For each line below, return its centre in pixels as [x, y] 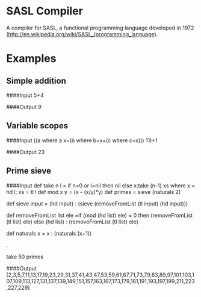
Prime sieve [29, 171]
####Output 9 [24, 107]
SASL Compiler [45, 11]
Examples [31, 59]
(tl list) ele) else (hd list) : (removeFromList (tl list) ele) [72, 222]
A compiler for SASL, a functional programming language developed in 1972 [100, 28]
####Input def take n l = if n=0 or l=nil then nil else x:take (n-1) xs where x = [101, 186]
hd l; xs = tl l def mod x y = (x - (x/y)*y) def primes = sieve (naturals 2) [94, 192]
